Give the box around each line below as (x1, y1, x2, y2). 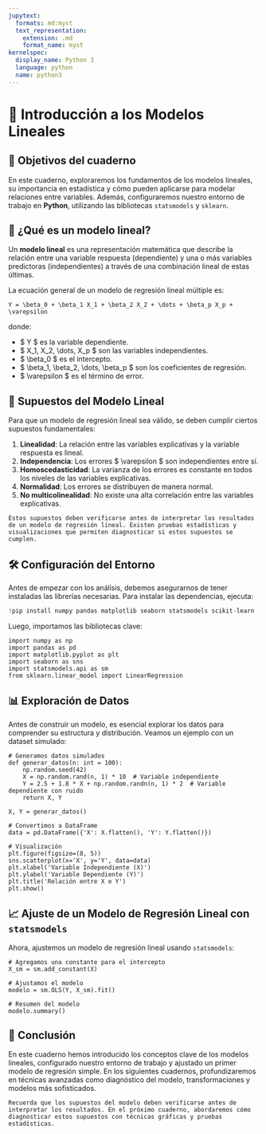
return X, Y (22, 793, 62, 801)
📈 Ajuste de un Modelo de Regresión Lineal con (8, 907, 250, 921)
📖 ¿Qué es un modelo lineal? (8, 224, 151, 238)
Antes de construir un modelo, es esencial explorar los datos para (8, 719, 225, 729)
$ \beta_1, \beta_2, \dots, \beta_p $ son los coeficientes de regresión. (19, 363, 247, 372)
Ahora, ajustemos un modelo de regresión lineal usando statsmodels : (8, 943, 235, 952)
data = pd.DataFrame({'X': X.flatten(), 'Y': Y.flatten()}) (8, 829, 213, 837)
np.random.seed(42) (22, 766, 88, 774)
